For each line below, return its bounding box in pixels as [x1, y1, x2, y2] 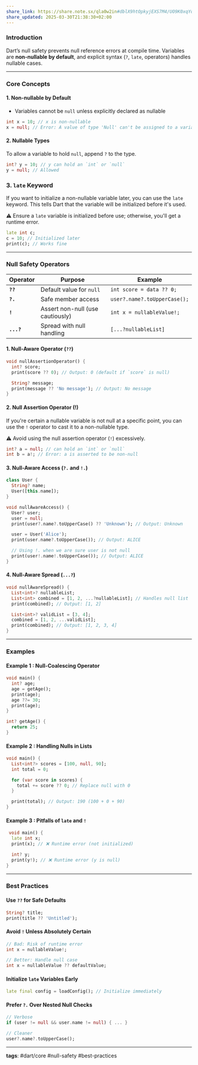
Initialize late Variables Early [6, 975, 78, 982]
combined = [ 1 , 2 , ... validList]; [11, 617, 96, 623]
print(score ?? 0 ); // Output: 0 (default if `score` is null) [11, 369, 170, 375]
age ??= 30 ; [11, 697, 41, 703]
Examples [6, 647, 35, 655]
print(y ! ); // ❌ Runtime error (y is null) [11, 857, 121, 863]
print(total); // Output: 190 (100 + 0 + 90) [11, 798, 126, 805]
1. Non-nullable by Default [6, 94, 71, 101]
